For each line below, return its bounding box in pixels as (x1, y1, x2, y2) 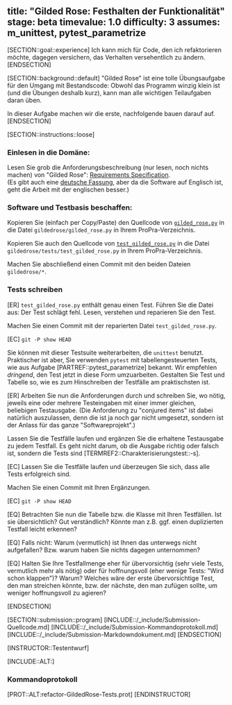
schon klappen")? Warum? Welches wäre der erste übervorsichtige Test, (7, 574, 215, 582)
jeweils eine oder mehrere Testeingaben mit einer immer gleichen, (7, 398, 197, 407)
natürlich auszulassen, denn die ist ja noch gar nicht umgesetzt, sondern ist (7, 413, 224, 422)
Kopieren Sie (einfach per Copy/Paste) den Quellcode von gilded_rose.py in (7, 219, 224, 227)
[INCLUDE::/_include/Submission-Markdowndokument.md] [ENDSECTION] (7, 630, 222, 638)
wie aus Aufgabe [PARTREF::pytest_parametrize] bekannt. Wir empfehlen (7, 363, 217, 371)
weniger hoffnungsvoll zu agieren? (7, 588, 106, 597)
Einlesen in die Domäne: (7, 147, 90, 157)
